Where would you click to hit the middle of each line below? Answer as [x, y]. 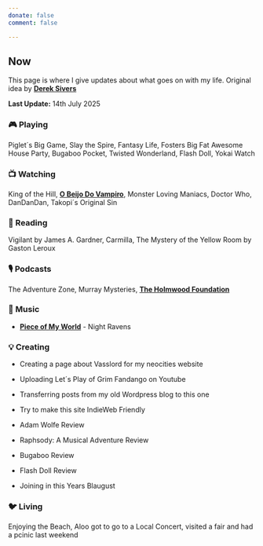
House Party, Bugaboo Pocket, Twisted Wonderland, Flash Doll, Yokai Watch [131, 153]
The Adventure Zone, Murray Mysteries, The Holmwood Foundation [119, 289]
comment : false [33, 23]
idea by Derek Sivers [42, 89]
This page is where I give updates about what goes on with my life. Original [130, 80]
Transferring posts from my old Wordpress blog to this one [114, 394]
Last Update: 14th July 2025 [54, 104]
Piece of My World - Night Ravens [75, 326]
